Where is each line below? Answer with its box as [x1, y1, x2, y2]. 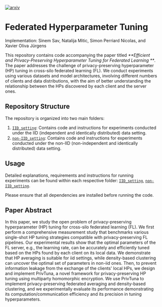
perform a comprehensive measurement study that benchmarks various [5, 229, 149, 235]
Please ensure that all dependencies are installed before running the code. [5, 192, 154, 198]
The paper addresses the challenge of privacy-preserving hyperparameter [5, 62, 154, 68]
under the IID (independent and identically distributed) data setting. [12, 130, 147, 136]
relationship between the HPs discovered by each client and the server [5, 83, 147, 89]
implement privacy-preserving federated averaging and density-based [5, 281, 146, 287]
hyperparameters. [5, 296, 41, 302]
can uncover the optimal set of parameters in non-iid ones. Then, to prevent [5, 260, 157, 266]
